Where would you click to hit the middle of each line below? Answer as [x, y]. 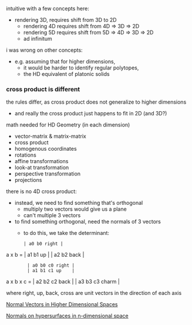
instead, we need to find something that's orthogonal [79, 203]
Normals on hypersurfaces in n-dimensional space [68, 316]
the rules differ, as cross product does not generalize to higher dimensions [96, 102]
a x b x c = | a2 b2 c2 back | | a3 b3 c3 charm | [63, 281]
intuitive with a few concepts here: [48, 9]
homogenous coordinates [46, 149]
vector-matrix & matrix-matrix [50, 136]
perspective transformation [48, 174]
